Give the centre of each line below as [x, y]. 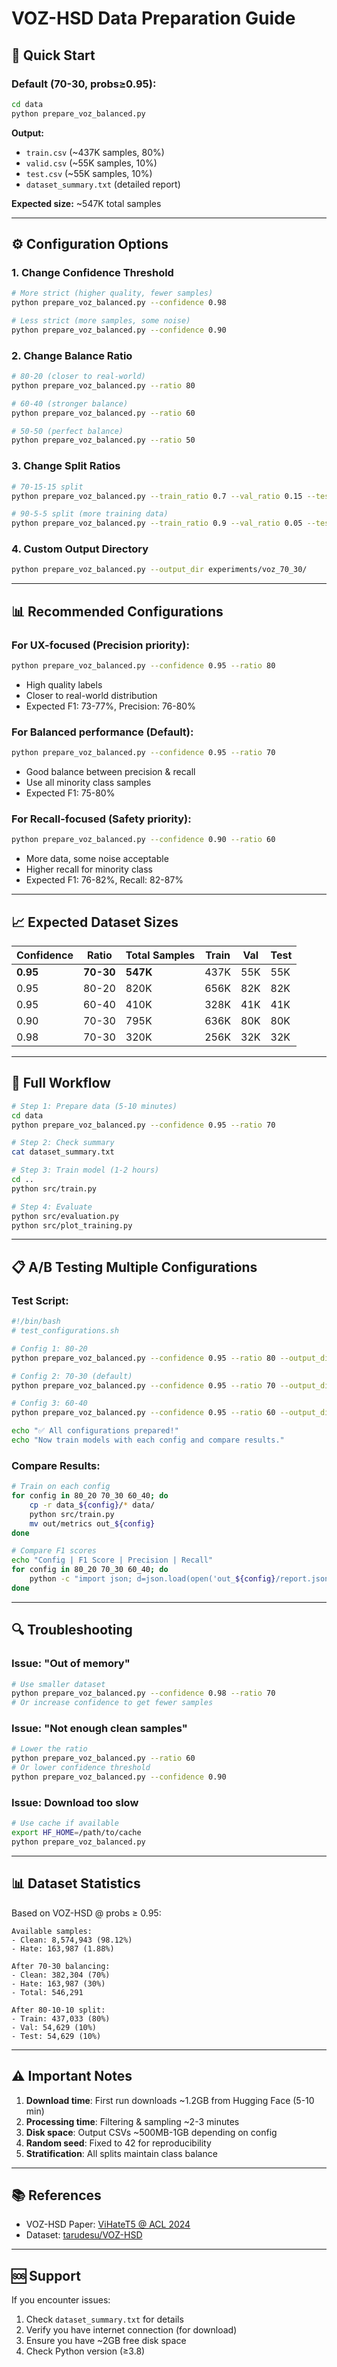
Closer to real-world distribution [91, 695]
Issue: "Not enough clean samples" [99, 1729]
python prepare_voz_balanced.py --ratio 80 [103, 385]
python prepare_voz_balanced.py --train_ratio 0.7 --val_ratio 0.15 [157, 496]
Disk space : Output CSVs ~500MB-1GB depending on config [151, 2132]
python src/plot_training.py [72, 1225]
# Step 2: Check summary [63, 1143]
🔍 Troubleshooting [72, 1630]
